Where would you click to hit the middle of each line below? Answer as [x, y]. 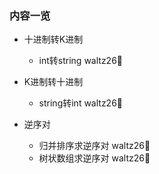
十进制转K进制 [53, 39]
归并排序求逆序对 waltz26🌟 [94, 146]
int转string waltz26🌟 [81, 61]
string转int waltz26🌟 [81, 103]
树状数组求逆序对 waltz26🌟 [94, 158]
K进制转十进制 [53, 82]
